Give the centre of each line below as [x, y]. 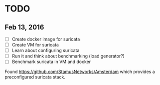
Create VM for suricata [35, 45]
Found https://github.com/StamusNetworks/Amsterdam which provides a [80, 72]
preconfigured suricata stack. [35, 77]
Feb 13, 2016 [24, 27]
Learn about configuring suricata [46, 50]
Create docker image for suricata [46, 39]
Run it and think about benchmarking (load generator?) [68, 56]
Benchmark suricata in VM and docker [51, 62]
